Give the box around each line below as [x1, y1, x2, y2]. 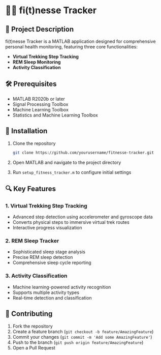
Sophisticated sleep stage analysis [12, 249, 85, 255]
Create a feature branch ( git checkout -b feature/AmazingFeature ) [12, 328, 154, 335]
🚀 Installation [5, 127, 48, 135]
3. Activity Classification [5, 272, 68, 279]
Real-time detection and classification [12, 294, 92, 301]
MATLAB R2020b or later [12, 96, 65, 102]
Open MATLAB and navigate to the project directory [12, 159, 121, 165]
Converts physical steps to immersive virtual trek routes [12, 219, 130, 225]
